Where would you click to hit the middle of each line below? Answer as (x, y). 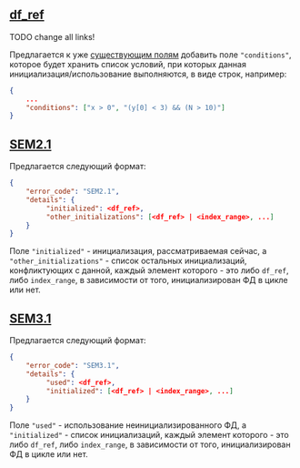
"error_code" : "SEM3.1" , (73, 365)
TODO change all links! (52, 36)
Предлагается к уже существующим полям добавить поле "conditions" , (151, 55)
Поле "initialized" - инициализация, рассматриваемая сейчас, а (138, 251)
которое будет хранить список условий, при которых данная (128, 64)
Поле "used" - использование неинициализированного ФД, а (128, 425)
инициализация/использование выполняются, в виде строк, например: (148, 74)
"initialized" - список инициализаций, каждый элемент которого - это (149, 435)
